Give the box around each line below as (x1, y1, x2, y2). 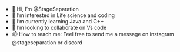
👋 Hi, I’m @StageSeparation (11, 6, 79, 12)
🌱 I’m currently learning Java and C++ (11, 18, 104, 25)
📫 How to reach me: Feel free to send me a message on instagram (11, 31, 175, 37)
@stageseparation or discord (11, 39, 82, 46)
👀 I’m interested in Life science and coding (11, 12, 115, 19)
